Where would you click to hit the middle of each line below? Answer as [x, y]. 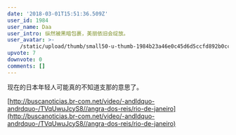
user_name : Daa [29, 27]
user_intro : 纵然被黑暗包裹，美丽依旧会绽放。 [68, 33]
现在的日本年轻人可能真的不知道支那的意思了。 [75, 87]
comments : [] [26, 66]
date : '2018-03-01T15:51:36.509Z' [58, 14]
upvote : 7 [22, 53]
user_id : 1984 [28, 20]
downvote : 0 [25, 60]
